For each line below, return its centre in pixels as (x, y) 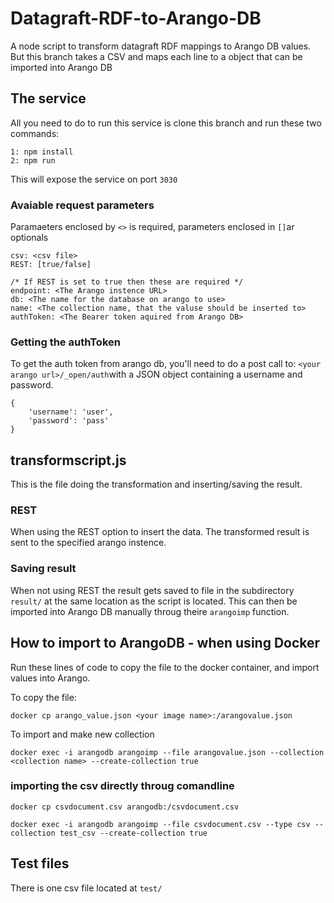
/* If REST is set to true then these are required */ (127, 282)
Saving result (43, 569)
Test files (40, 863)
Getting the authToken (65, 342)
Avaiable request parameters (82, 205)
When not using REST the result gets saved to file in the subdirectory (152, 590)
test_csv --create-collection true (133, 833)
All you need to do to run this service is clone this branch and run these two (166, 123)
